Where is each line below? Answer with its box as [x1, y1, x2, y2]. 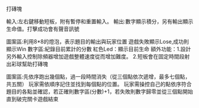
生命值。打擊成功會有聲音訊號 [6, 26, 79, 32]
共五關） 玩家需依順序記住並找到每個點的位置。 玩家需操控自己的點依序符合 [6, 81, 192, 88]
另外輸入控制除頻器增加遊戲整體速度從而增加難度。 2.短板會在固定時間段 [6, 53, 185, 60]
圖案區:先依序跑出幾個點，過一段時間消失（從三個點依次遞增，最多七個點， [6, 73, 191, 80]
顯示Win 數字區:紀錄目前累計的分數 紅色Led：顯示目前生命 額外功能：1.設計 [6, 45, 191, 53]
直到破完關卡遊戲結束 [6, 95, 58, 103]
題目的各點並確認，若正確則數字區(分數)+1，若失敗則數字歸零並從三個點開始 [6, 88, 194, 95]
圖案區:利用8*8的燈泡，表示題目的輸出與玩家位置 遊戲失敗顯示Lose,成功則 [6, 38, 189, 45]
